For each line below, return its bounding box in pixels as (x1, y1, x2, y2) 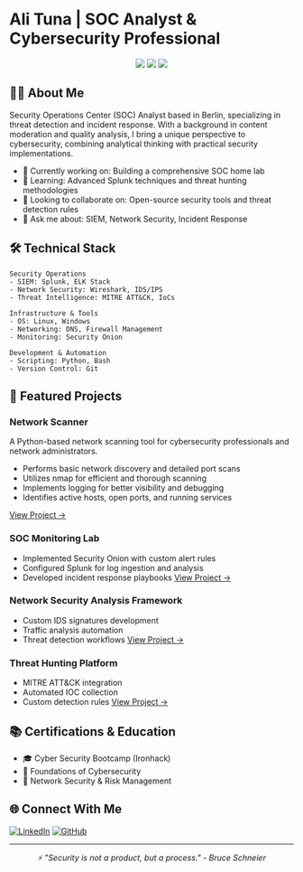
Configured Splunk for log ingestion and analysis (22, 562, 205, 573)
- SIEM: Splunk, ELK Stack (9, 277, 111, 286)
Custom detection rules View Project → (22, 697, 169, 708)
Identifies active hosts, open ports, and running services (22, 492, 233, 503)
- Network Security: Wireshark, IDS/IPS (9, 285, 164, 294)
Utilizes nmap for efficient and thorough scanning (22, 473, 207, 483)
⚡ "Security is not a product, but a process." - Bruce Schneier (37, 852, 266, 863)
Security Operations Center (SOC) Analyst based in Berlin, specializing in (9, 109, 281, 120)
